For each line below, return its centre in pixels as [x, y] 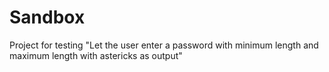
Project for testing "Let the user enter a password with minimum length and [164, 45]
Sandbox [47, 17]
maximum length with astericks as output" [96, 55]
